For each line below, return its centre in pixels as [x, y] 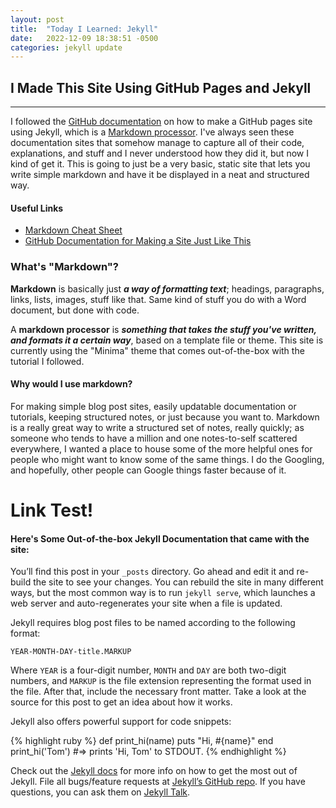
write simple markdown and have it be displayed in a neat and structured [160, 175]
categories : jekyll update [66, 47]
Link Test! [52, 510]
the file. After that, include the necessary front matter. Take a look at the [158, 692]
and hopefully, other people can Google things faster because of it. [148, 470]
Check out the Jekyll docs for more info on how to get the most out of [154, 771]
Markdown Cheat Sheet [73, 230]
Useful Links [37, 208]
